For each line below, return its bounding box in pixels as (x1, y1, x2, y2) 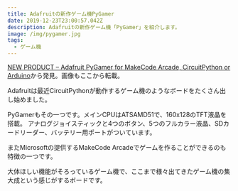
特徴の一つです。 (7, 152, 57, 160)
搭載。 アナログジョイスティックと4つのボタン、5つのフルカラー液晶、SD (7, 119, 224, 128)
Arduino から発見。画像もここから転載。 (7, 72, 124, 80)
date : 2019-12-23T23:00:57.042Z (7, 17, 103, 24)
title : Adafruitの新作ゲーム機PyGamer (7, 10, 115, 18)
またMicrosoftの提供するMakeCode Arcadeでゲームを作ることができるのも (7, 143, 227, 151)
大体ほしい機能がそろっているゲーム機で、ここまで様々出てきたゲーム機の (7, 168, 225, 175)
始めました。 (13, 95, 51, 104)
